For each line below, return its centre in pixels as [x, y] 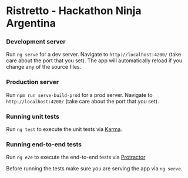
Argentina [31, 23]
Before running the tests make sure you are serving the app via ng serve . [94, 169]
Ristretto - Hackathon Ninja [74, 11]
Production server [33, 82]
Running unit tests [33, 116]
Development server [36, 42]
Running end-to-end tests [44, 144]
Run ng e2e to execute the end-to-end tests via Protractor [76, 157]
